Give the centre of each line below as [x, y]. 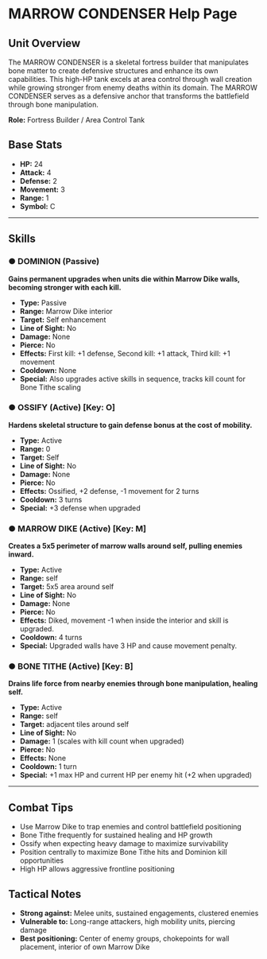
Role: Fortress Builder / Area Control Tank [77, 120]
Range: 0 [35, 448]
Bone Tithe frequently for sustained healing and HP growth [116, 835]
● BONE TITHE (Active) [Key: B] [71, 666]
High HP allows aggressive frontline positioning [97, 869]
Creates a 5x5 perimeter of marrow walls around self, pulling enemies [126, 546]
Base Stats [35, 145]
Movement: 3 [42, 189]
